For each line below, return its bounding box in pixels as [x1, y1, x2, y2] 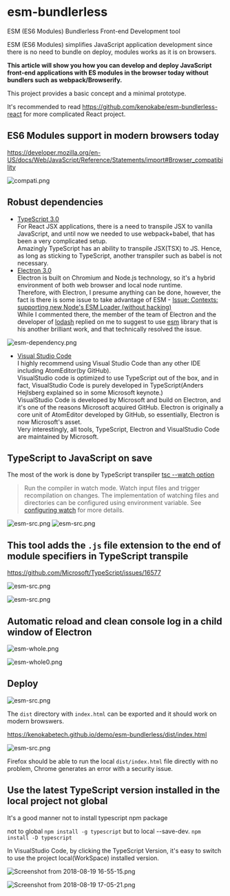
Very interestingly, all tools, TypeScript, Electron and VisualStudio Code [17, 425, 220, 433]
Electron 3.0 [17, 266, 52, 274]
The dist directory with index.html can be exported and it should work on [7, 709, 217, 718]
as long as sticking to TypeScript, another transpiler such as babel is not [17, 251, 222, 260]
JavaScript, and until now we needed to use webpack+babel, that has [17, 229, 216, 238]
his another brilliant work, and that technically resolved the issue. [17, 325, 202, 333]
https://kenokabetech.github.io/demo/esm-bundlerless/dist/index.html [7, 730, 207, 738]
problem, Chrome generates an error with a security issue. [7, 764, 174, 772]
